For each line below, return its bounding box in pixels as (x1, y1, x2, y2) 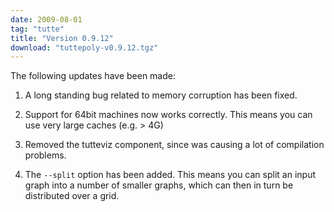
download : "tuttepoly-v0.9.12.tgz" (10, 42, 159, 53)
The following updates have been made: (10, 70, 176, 82)
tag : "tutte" (10, 24, 65, 34)
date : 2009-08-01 (10, 14, 83, 25)
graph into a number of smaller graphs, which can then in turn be (24, 179, 294, 191)
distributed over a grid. (24, 190, 120, 202)
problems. (24, 149, 67, 161)
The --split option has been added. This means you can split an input (24, 169, 316, 181)
